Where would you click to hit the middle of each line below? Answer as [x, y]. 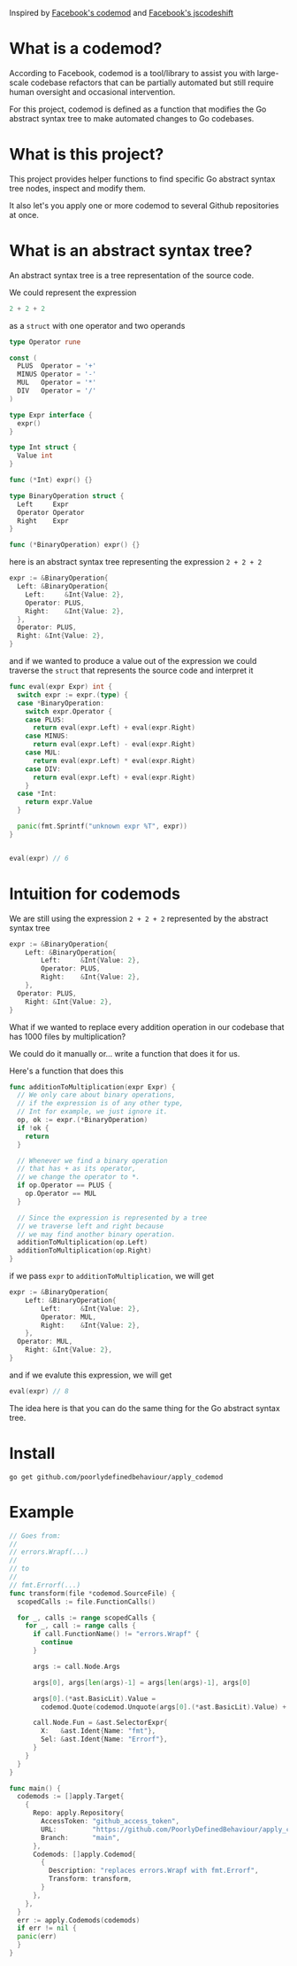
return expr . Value [59, 802]
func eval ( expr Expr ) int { [61, 687]
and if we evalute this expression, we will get [91, 1375]
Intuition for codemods [95, 893]
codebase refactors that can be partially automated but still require [152, 82]
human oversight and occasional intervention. [92, 91]
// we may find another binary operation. [96, 1234]
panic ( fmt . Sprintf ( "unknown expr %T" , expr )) [103, 827]
